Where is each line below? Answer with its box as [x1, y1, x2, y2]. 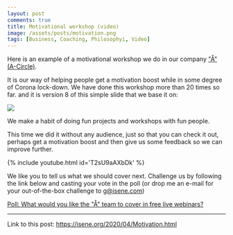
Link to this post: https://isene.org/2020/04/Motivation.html [7, 220, 178, 229]
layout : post [7, 10, 45, 17]
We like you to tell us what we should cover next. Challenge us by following [7, 172, 222, 180]
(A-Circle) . [7, 62, 37, 71]
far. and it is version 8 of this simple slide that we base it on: [7, 91, 178, 99]
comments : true [7, 17, 51, 24]
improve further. [7, 145, 53, 153]
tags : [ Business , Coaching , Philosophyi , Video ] [7, 36, 150, 43]
